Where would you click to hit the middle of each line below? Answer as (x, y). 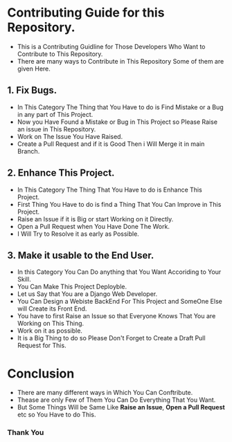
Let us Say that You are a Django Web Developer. (87, 294)
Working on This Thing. (51, 324)
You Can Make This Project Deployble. (72, 287)
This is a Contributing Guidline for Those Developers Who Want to (111, 46)
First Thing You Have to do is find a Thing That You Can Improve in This (119, 204)
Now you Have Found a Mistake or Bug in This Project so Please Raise (117, 122)
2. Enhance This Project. (61, 173)
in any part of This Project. (55, 114)
